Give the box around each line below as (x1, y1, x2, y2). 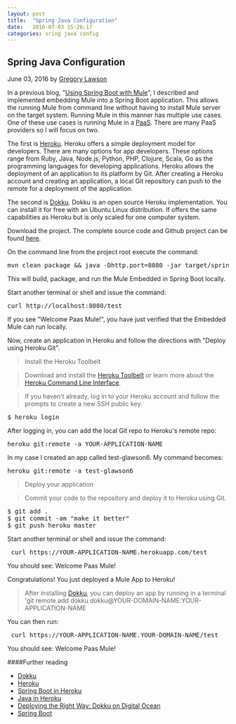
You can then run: (7, 618, 59, 626)
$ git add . (7, 508, 48, 516)
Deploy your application (24, 480, 93, 489)
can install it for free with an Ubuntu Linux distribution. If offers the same (7, 206, 217, 214)
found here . (7, 234, 41, 243)
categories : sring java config (7, 30, 99, 37)
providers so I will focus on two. (7, 126, 100, 135)
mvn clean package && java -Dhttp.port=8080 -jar (7, 261, 182, 270)
